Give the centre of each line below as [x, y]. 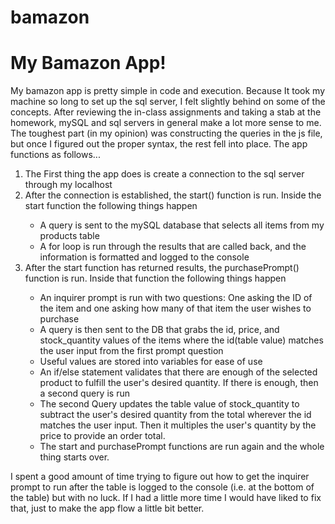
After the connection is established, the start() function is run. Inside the [173, 195]
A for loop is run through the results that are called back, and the [173, 247]
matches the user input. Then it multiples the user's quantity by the [178, 425]
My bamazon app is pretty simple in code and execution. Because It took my [168, 91]
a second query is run [84, 393]
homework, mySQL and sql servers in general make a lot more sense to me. [166, 123]
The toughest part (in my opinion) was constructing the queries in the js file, [166, 133]
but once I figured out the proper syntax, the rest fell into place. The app [159, 144]
